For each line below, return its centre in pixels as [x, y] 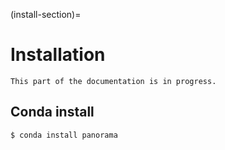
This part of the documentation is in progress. [113, 81]
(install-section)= [46, 14]
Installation [58, 55]
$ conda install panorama [64, 135]
